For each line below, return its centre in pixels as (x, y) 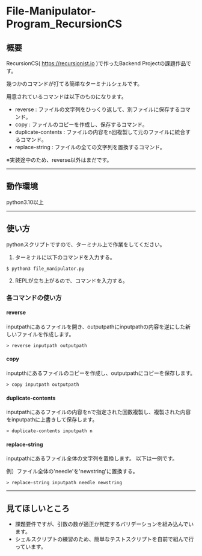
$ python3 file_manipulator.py (45, 269)
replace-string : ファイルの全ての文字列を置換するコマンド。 (90, 147)
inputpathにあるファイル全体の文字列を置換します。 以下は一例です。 (92, 459)
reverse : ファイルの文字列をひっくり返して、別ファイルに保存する (97, 109)
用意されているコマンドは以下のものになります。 (67, 97)
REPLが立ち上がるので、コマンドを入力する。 (71, 280)
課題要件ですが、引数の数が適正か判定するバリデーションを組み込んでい (104, 524)
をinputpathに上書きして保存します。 (52, 420)
